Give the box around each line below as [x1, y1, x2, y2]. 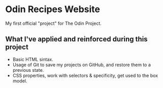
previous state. [12, 67, 44, 73]
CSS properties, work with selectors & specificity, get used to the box [12, 72, 158, 78]
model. [12, 77, 27, 84]
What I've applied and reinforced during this [5, 35, 148, 43]
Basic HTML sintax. [12, 56, 53, 62]
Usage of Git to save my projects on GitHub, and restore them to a [12, 62, 151, 68]
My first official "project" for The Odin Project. [5, 20, 102, 26]
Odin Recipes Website [5, 4, 101, 15]
